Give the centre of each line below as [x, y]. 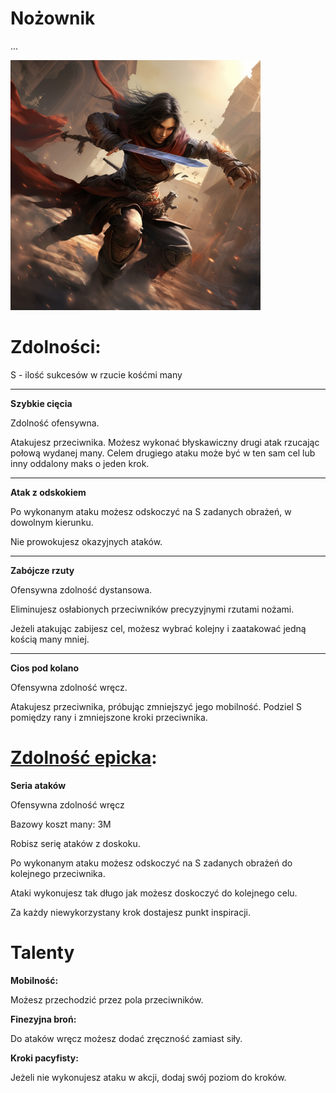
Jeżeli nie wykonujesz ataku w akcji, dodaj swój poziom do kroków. [148, 1077]
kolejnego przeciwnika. [58, 873]
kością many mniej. [50, 639]
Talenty [42, 953]
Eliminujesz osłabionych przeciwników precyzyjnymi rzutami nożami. [152, 609]
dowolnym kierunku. [52, 522]
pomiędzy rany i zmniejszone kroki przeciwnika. [109, 717]
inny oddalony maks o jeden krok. [80, 463]
